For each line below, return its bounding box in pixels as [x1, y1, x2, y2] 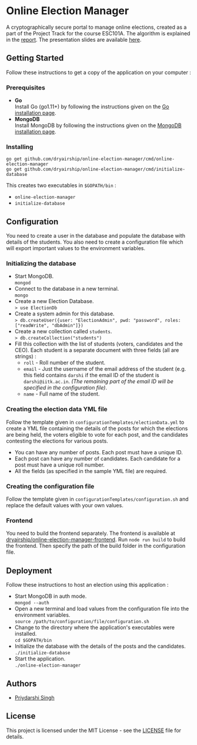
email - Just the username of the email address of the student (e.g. [23, 365, 186, 372]
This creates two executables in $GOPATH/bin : [6, 182, 116, 189]
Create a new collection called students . [14, 328, 112, 335]
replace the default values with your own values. [6, 502, 123, 509]
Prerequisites [6, 84, 45, 92]
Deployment [6, 566, 52, 576]
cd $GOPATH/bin [14, 637, 52, 644]
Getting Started [6, 53, 64, 63]
